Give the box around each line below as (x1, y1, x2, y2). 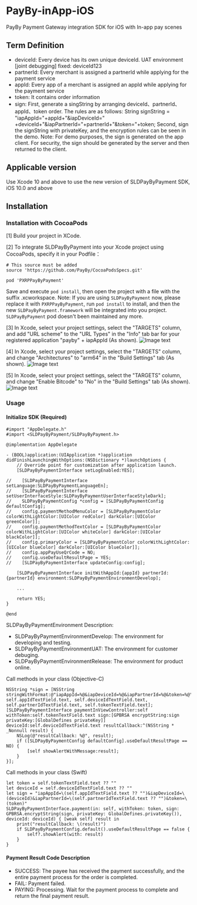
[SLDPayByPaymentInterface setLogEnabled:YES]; (16, 467, 135, 473)
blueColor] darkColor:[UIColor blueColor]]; (29, 544, 141, 551)
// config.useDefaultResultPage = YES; (6, 555, 111, 561)
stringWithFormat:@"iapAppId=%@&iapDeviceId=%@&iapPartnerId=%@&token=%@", (6, 692, 195, 698)
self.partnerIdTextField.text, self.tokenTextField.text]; (6, 702, 154, 708)
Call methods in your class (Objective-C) (6, 676, 104, 683)
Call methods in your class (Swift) (6, 769, 87, 776)
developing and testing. (14, 639, 72, 646)
